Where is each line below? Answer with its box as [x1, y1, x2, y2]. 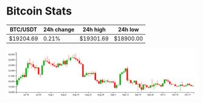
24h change [43, 26, 75, 33]
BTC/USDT [10, 26, 38, 33]
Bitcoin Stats [6, 4, 72, 18]
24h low [117, 26, 139, 33]
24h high [82, 26, 106, 33]
